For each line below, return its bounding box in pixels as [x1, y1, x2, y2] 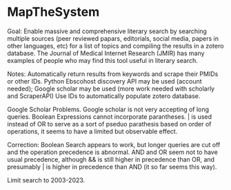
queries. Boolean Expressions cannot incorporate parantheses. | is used [7, 112, 212, 121]
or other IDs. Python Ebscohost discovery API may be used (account [7, 77, 202, 85]
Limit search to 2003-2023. [7, 175, 86, 184]
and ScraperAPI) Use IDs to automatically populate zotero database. [7, 91, 201, 100]
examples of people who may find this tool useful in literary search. [7, 56, 198, 64]
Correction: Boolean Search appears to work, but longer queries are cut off [7, 140, 221, 149]
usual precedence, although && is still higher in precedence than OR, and [7, 155, 215, 163]
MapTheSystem [7, 4, 100, 20]
